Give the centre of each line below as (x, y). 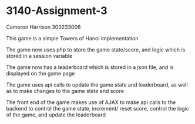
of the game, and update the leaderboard (56, 115)
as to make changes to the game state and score (65, 91)
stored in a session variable (39, 56)
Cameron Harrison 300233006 (43, 27)
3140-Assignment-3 (57, 11)
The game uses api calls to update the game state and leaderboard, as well (97, 85)
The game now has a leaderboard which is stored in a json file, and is (90, 67)
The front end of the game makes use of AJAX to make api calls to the (91, 102)
